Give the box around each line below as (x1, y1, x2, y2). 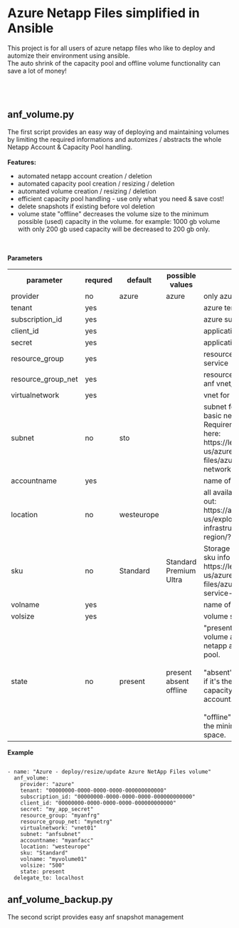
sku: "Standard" (20, 849, 69, 857)
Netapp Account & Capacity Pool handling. (7, 143, 133, 151)
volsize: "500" (20, 862, 65, 869)
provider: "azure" (20, 780, 75, 787)
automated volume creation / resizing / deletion (17, 187, 156, 195)
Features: (7, 158, 37, 166)
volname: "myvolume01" (20, 855, 87, 862)
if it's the (203, 676, 233, 686)
